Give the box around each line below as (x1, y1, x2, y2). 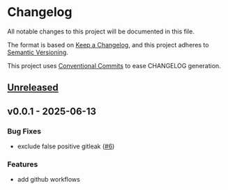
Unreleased (7, 81, 59, 94)
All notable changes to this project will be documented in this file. (7, 27, 195, 35)
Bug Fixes (7, 126, 42, 136)
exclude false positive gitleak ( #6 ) (17, 142, 115, 150)
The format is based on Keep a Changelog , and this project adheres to (7, 40, 209, 49)
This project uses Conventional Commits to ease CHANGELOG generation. (7, 61, 221, 70)
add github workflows (17, 175, 80, 184)
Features (7, 159, 38, 169)
